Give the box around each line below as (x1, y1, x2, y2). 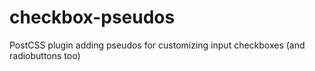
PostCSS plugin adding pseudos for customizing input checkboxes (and (9, 39, 306, 51)
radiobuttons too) (9, 49, 81, 61)
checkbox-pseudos (9, 6, 176, 29)
